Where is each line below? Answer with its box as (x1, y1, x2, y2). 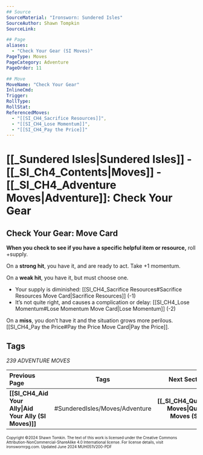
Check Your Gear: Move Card (6, 228, 118, 238)
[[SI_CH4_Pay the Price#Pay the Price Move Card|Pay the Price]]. (6, 324, 169, 331)
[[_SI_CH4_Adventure (6, 178, 117, 192)
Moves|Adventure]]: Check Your (6, 191, 173, 205)
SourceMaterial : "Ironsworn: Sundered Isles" (6, 15, 123, 21)
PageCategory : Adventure (6, 59, 69, 65)
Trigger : (6, 93, 28, 99)
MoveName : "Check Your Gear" (6, 81, 80, 88)
